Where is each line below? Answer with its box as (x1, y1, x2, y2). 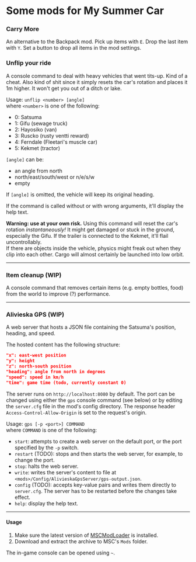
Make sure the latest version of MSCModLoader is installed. (14, 532, 159, 539)
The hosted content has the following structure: (6, 341, 121, 348)
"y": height (6, 358, 35, 364)
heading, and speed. (6, 330, 55, 337)
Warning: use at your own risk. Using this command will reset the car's (6, 220, 178, 227)
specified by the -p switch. (14, 444, 79, 451)
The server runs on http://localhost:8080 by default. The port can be (6, 390, 175, 397)
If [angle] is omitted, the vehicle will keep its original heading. (6, 191, 155, 198)
